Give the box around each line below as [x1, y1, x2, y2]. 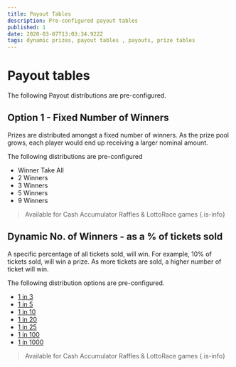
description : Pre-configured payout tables [7, 17, 139, 24]
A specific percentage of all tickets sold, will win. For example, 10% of [7, 249, 212, 258]
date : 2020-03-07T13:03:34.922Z [7, 30, 103, 38]
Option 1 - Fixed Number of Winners [7, 112, 169, 124]
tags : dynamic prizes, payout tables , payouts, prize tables [7, 37, 195, 44]
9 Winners [17, 196, 48, 205]
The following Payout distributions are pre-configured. [7, 91, 167, 100]
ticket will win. [7, 264, 49, 273]
